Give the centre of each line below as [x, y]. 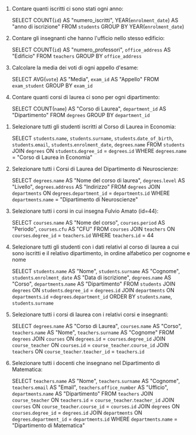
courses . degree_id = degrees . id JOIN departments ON [77, 413]
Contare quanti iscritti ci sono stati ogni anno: [68, 9]
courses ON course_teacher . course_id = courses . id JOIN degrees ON [96, 406]
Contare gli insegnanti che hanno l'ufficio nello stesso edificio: [88, 38]
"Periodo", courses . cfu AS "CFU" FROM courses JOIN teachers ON [93, 229]
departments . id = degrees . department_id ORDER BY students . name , [92, 296]
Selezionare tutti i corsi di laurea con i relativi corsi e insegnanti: [90, 314]
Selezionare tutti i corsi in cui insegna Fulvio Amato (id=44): [85, 211]
